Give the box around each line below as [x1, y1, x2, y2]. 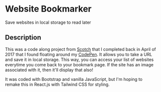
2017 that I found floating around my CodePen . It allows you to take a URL [5, 51, 152, 57]
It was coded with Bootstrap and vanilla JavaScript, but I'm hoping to [5, 76, 143, 82]
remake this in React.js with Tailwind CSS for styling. [5, 81, 110, 87]
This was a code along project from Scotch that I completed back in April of [5, 46, 156, 52]
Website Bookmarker [5, 3, 92, 15]
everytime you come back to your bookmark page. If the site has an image [5, 61, 154, 67]
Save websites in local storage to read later [5, 19, 91, 25]
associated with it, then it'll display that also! [5, 67, 94, 73]
